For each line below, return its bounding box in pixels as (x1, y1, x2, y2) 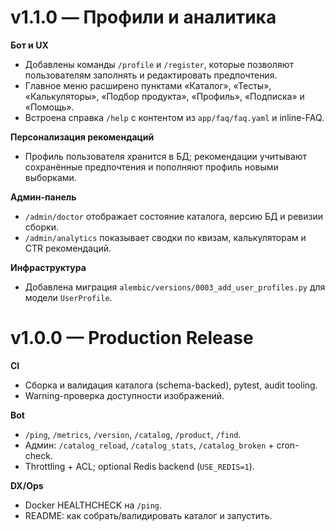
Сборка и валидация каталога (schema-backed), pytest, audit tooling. (24, 379, 318, 391)
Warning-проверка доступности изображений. (24, 389, 225, 401)
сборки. (24, 221, 59, 233)
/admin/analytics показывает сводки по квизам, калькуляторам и (24, 231, 307, 243)
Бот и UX (10, 39, 49, 51)
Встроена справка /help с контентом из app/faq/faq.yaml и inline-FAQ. (24, 111, 325, 123)
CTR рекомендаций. (24, 242, 112, 254)
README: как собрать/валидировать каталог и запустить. (24, 509, 273, 521)
